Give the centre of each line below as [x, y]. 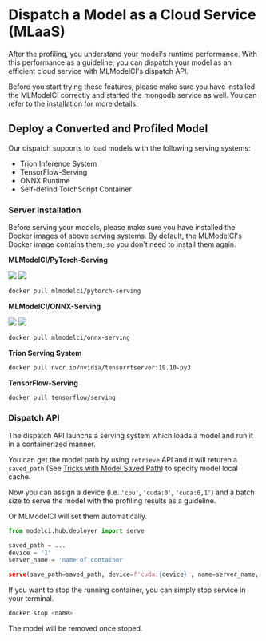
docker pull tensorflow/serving [62, 397]
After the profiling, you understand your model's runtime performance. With [133, 54]
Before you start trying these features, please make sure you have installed [132, 87]
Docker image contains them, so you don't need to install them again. [123, 244]
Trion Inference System [58, 163]
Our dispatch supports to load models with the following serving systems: [129, 148]
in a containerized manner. [52, 444]
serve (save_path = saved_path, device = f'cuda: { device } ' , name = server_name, [134, 574]
